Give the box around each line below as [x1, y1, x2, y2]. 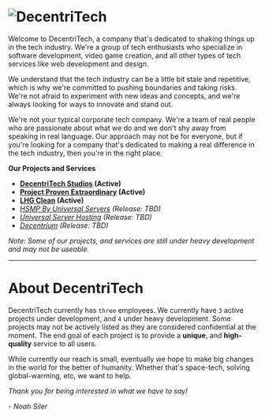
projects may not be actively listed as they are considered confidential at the [8, 322, 256, 331]
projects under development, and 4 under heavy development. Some [8, 314, 231, 323]
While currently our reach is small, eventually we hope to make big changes [8, 354, 254, 363]
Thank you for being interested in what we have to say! [8, 386, 188, 396]
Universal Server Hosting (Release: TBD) [19, 212, 152, 222]
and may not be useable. [8, 244, 90, 254]
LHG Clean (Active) [19, 195, 84, 205]
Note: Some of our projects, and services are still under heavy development [8, 236, 255, 245]
